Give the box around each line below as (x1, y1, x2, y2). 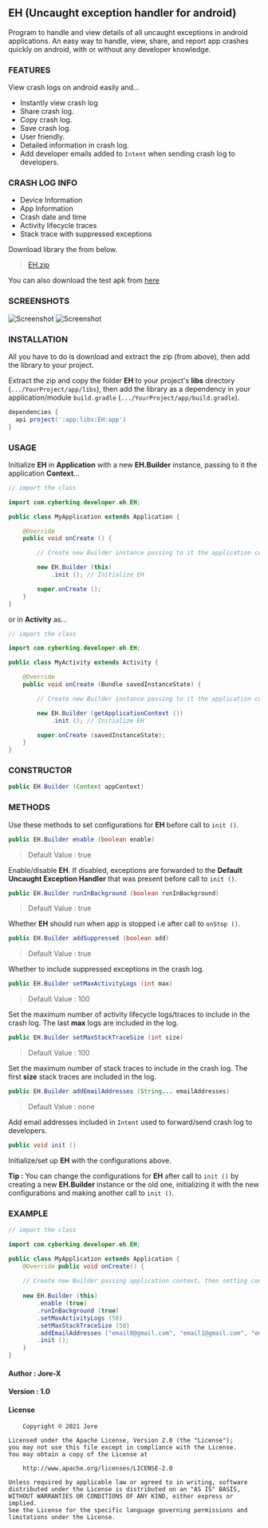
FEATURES (8, 64, 51, 75)
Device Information (19, 195, 83, 205)
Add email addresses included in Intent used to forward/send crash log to (8, 1117, 253, 1127)
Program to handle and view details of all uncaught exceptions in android (8, 27, 248, 37)
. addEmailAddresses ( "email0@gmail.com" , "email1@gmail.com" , (37, 1329, 248, 1337)
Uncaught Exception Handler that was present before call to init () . (8, 874, 238, 883)
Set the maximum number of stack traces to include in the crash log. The (8, 1064, 248, 1073)
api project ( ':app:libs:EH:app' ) (15, 415, 127, 424)
